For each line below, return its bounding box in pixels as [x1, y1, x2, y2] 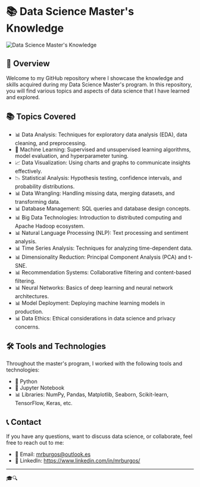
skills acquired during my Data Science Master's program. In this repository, [6, 81, 192, 88]
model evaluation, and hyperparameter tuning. [14, 152, 129, 159]
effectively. [14, 167, 42, 174]
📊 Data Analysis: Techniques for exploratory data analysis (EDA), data [14, 131, 187, 138]
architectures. [14, 292, 49, 299]
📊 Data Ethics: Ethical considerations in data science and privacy [14, 314, 176, 321]
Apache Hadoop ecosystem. [14, 222, 85, 229]
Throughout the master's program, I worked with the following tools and [6, 360, 183, 367]
